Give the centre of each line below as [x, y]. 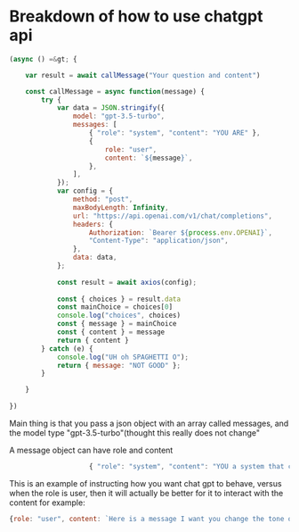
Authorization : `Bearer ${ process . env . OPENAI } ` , [181, 233]
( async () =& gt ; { [43, 59]
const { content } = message [111, 332]
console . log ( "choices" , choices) [118, 316]
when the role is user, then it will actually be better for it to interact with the [146, 493]
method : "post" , [103, 199]
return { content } [93, 340]
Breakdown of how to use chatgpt [136, 17]
